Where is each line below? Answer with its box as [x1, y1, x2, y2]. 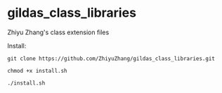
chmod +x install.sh [7, 67, 68, 74]
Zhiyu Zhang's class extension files [7, 28, 110, 36]
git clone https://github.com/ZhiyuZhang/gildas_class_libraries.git [7, 55, 216, 62]
